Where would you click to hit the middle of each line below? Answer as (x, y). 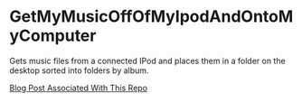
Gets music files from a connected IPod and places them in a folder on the (148, 60)
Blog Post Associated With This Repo (78, 88)
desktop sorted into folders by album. (79, 70)
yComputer (53, 36)
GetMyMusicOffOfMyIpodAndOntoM (151, 17)
